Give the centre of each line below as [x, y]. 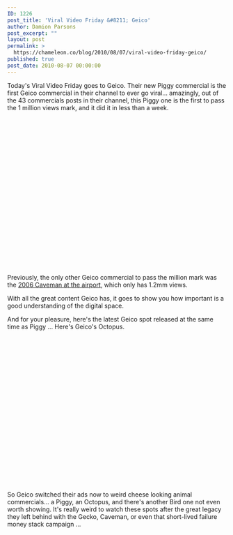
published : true [31, 59]
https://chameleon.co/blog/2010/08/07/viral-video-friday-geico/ [110, 53]
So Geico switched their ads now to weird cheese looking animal [100, 494]
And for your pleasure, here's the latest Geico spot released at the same [110, 319]
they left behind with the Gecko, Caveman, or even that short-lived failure [112, 516]
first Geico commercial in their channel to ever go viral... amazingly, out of [113, 93]
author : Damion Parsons [42, 27]
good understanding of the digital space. [65, 306]
